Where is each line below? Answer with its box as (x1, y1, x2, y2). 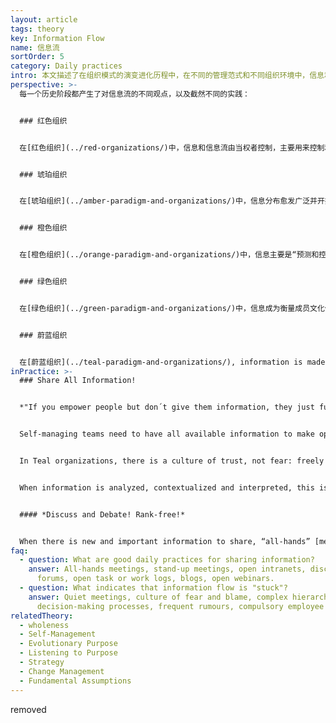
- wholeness (19, 620, 70, 630)
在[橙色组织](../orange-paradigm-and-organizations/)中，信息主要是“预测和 (19, 250, 320, 260)
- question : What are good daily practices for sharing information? (19, 555, 315, 565)
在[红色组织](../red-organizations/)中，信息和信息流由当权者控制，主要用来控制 (19, 142, 325, 153)
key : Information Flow (10, 33, 105, 43)
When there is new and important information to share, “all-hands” (19, 536, 311, 546)
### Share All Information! (19, 376, 137, 386)
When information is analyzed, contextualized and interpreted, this (19, 482, 315, 493)
